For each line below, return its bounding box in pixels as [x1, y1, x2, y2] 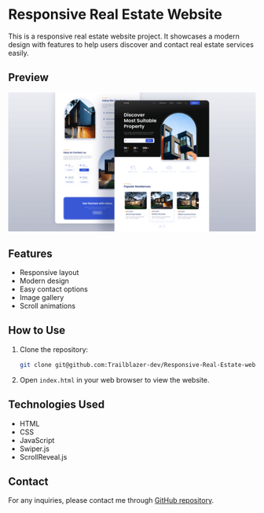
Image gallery [19, 293, 64, 302]
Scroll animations [19, 301, 76, 311]
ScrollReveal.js [19, 452, 68, 461]
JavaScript [19, 435, 55, 445]
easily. [8, 48, 29, 57]
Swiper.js [19, 444, 49, 453]
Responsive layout [19, 268, 79, 277]
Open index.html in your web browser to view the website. [19, 375, 210, 384]
